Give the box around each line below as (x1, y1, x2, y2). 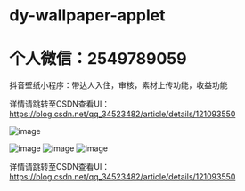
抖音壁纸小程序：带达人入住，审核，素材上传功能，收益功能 (9, 80, 228, 91)
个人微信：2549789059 (9, 49, 187, 69)
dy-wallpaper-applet (9, 5, 167, 26)
